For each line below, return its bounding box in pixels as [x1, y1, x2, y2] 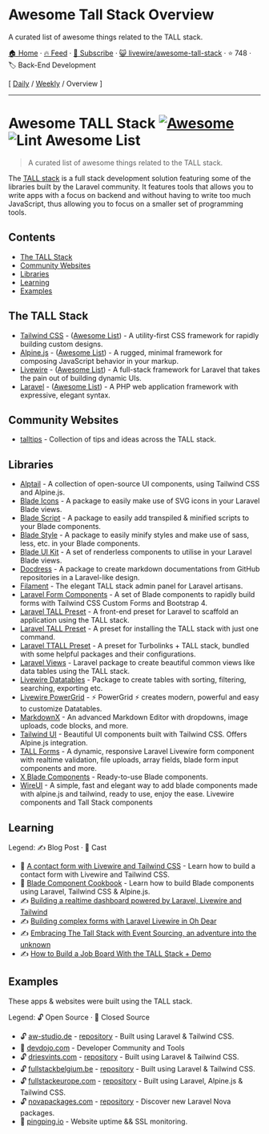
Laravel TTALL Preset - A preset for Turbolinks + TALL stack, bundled [19, 641, 250, 651]
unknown [19, 939, 51, 949]
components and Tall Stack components [19, 797, 154, 807]
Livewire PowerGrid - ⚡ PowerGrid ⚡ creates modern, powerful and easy [19, 692, 259, 702]
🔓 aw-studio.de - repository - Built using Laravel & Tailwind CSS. [19, 1031, 235, 1041]
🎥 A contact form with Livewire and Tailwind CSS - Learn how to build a [19, 861, 256, 870]
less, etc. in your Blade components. [19, 539, 141, 548]
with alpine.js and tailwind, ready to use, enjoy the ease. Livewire [19, 789, 235, 799]
